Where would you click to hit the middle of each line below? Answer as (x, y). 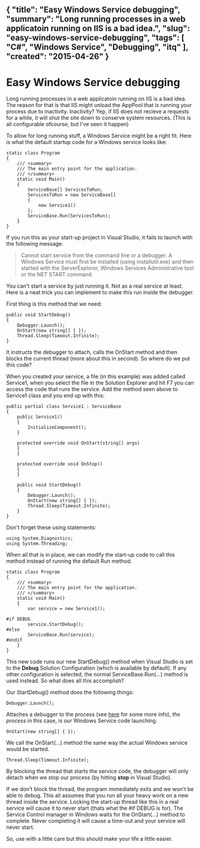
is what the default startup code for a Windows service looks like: (87, 142)
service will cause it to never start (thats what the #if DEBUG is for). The (95, 808)
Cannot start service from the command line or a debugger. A (96, 255)
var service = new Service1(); (67, 609)
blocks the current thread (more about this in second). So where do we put (98, 359)
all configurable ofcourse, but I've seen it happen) (68, 124)
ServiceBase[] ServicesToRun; (65, 190)
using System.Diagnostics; (40, 539)
